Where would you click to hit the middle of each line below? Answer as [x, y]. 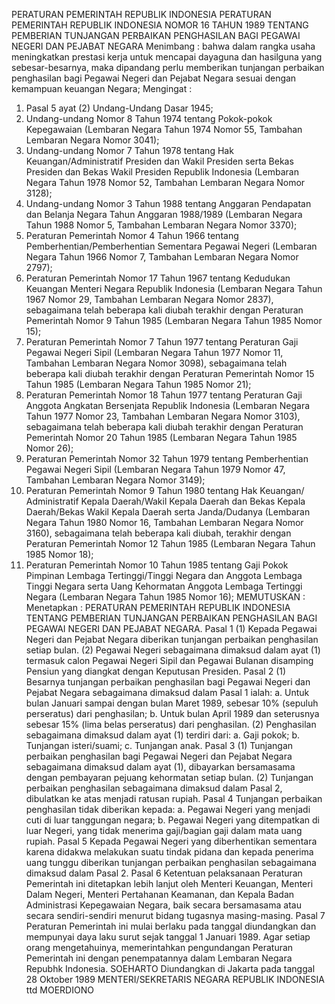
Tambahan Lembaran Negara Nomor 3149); [115, 480]
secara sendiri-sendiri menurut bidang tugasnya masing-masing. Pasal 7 [175, 915]
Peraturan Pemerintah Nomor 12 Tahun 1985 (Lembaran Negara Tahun [170, 543]
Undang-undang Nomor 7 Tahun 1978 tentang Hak [129, 150]
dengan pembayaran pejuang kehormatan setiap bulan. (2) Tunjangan [169, 777]
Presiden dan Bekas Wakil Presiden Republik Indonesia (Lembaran [162, 172]
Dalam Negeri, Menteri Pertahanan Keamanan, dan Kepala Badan [160, 894]
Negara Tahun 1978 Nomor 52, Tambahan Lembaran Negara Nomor [165, 182]
